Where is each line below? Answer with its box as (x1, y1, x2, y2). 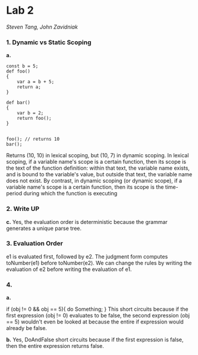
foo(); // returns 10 (6, 136, 60, 142)
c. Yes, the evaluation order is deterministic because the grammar (6, 218, 168, 225)
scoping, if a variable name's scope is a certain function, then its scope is (6, 158, 186, 166)
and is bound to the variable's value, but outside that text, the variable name (6, 171, 193, 178)
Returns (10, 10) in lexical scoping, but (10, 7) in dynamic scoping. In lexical (6, 152, 189, 159)
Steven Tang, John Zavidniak (6, 23, 78, 30)
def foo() (6, 68, 31, 74)
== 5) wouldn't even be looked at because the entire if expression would (6, 318, 184, 325)
